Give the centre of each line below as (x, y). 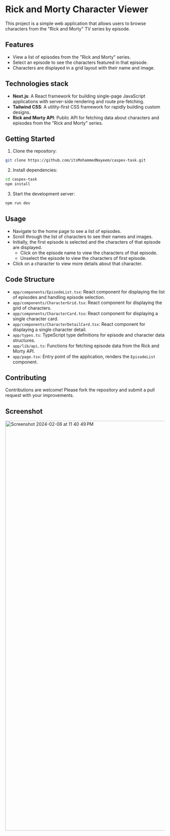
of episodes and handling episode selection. (59, 297)
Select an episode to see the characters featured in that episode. (80, 62)
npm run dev (18, 203)
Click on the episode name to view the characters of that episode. (89, 253)
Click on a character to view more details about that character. (77, 263)
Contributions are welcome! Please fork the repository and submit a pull (80, 390)
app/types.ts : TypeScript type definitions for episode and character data (89, 335)
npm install (18, 184)
